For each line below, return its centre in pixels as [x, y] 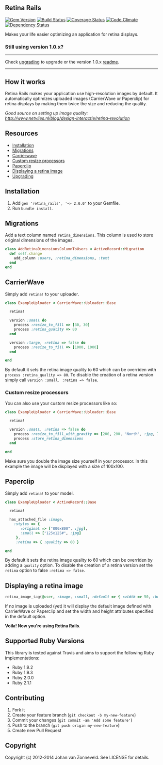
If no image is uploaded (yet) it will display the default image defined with [78, 606]
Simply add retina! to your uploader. [42, 294]
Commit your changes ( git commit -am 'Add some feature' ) [72, 720]
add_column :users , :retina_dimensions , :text [62, 258]
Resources [22, 134]
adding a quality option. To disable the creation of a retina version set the [79, 565]
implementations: [22, 658]
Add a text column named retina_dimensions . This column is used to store [79, 235]
